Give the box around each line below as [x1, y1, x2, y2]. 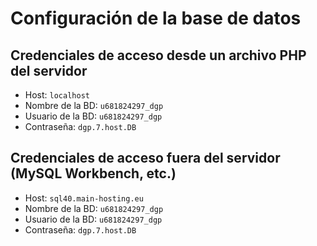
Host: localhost [24, 89, 90, 101]
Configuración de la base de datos [10, 7, 302, 30]
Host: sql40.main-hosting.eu [24, 192, 144, 204]
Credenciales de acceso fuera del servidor [10, 150, 281, 167]
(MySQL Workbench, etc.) [10, 165, 177, 182]
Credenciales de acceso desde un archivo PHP [10, 47, 307, 64]
